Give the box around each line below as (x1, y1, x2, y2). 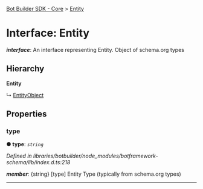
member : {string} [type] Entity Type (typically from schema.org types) (6, 170, 181, 178)
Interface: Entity (6, 27, 89, 40)
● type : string (6, 141, 44, 148)
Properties (6, 109, 47, 120)
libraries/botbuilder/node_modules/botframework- (33, 152, 158, 159)
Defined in (6, 152, 32, 159)
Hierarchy (6, 63, 45, 74)
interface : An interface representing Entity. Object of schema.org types (6, 46, 184, 53)
